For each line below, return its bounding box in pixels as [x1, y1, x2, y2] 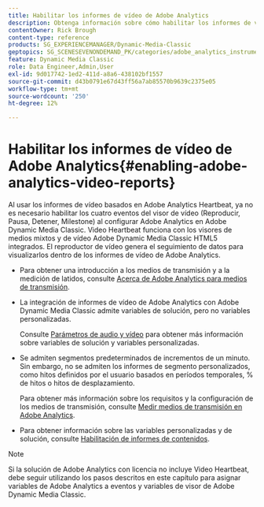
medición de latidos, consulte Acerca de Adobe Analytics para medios [19, 274, 247, 284]
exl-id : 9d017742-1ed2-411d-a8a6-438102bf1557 [8, 70, 163, 78]
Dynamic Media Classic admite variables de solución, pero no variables [19, 306, 251, 315]
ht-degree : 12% [8, 99, 58, 107]
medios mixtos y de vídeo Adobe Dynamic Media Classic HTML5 [8, 233, 218, 243]
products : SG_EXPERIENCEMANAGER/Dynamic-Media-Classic [8, 41, 192, 49]
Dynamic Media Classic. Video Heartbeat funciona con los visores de [8, 226, 233, 235]
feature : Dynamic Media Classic [8, 56, 114, 64]
